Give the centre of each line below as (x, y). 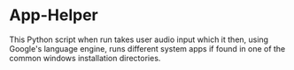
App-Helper (54, 15)
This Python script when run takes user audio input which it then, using (139, 39)
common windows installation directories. (85, 58)
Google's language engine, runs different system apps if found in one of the (147, 48)
